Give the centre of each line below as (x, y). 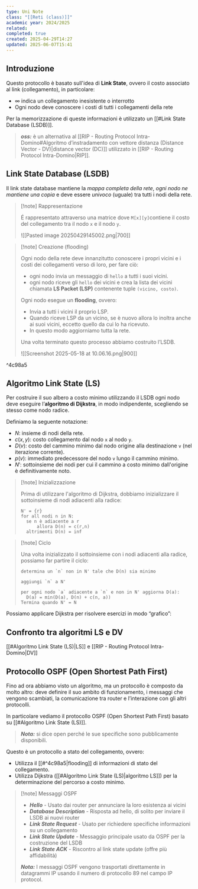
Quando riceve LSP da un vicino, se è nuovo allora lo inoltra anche (110, 318)
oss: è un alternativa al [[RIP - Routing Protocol (78, 136)
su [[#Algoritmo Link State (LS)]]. (46, 722)
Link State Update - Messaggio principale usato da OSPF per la (107, 836)
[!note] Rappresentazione (51, 206)
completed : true (26, 34)
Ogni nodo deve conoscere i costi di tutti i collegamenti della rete (94, 107)
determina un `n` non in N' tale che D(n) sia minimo (88, 572)
